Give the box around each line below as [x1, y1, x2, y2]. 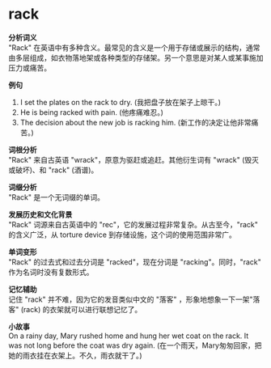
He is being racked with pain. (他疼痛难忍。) [19, 107, 164, 117]
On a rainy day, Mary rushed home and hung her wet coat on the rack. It [8, 331, 249, 341]
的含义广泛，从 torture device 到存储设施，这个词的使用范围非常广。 [8, 230, 237, 239]
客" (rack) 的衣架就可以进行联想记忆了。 [8, 304, 142, 314]
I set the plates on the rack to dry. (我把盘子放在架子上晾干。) [19, 97, 221, 107]
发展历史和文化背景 [8, 209, 73, 219]
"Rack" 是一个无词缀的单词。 [8, 192, 105, 202]
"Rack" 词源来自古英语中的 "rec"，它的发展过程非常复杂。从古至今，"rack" [8, 219, 259, 229]
